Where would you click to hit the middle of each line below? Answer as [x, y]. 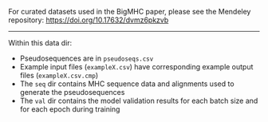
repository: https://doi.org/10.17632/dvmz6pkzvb [89, 20]
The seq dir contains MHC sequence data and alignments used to [127, 84]
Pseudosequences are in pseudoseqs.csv [87, 58]
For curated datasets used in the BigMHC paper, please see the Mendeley [130, 12]
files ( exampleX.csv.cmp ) [59, 75]
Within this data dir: [40, 43]
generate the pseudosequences [72, 92]
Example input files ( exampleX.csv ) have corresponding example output [136, 67]
